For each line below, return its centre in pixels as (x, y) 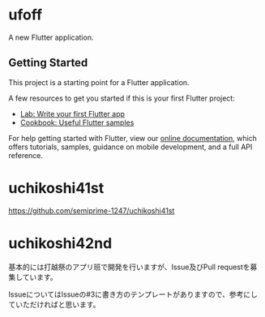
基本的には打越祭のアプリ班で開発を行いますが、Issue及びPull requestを (129, 267)
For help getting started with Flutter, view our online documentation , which (133, 138)
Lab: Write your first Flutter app (73, 114)
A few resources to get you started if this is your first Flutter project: (122, 98)
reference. (26, 155)
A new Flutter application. (51, 37)
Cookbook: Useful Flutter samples (77, 122)
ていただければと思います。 (54, 304)
